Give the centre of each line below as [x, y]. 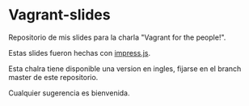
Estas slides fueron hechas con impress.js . [80, 53]
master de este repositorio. [53, 77]
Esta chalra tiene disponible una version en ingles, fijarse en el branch [125, 68]
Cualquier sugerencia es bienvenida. [70, 93]
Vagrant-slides [59, 15]
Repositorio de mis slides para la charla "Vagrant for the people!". [117, 37]
